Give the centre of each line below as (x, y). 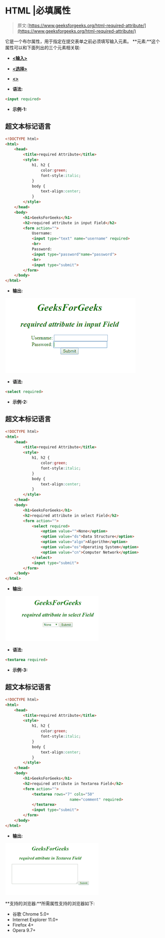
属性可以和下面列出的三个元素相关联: (43, 47)
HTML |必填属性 (38, 11)
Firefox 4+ (23, 925)
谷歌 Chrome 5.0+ (31, 914)
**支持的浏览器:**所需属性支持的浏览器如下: (50, 903)
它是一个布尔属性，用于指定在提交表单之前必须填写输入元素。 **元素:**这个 (83, 41)
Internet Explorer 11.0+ (35, 920)
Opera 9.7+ (24, 930)
